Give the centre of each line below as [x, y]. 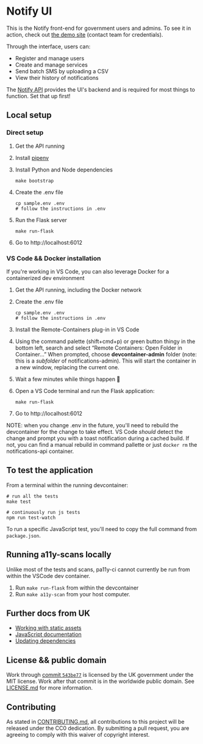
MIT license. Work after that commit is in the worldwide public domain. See [101, 681]
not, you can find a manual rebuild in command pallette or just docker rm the [102, 444]
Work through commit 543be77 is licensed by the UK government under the [100, 675]
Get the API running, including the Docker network [78, 290]
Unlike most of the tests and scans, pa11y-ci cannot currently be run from [98, 569]
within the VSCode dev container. [48, 576]
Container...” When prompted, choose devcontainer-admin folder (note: [106, 354]
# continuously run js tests [43, 512]
